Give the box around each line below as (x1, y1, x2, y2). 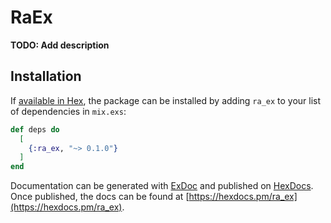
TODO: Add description (10, 39, 110, 51)
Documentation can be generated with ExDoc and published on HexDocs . (10, 180, 314, 192)
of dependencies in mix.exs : (10, 105, 127, 117)
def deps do (10, 124, 60, 135)
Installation (10, 68, 82, 85)
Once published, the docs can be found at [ (10, 191, 190, 203)
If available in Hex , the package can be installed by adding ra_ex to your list (10, 94, 322, 106)
